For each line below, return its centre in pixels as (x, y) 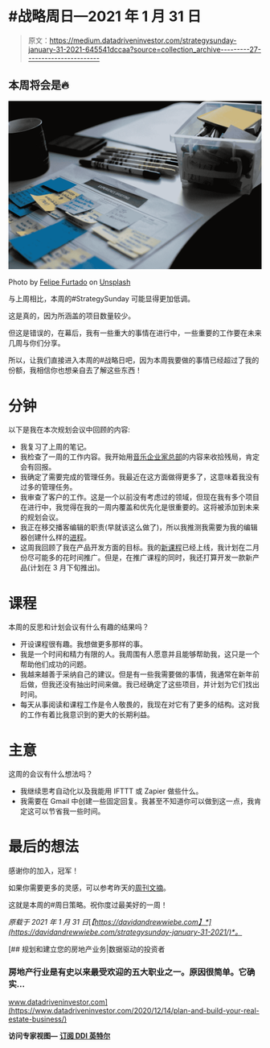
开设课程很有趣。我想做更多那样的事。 (83, 644)
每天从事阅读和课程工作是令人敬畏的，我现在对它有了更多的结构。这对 (136, 705)
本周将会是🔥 (39, 85)
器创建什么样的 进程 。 (55, 537)
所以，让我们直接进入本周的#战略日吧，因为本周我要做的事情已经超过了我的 (134, 360)
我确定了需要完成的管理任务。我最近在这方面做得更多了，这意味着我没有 (139, 477)
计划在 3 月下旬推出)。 (67, 568)
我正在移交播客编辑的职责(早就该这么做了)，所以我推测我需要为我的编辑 (139, 528)
